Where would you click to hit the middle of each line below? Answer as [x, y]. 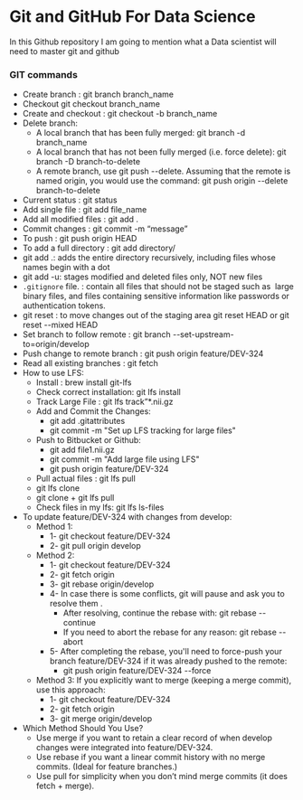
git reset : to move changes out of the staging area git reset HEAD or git [156, 315]
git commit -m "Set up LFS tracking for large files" [143, 430]
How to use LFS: [53, 373]
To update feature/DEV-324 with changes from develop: [127, 517]
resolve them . [76, 604]
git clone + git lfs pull [75, 498]
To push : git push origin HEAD [80, 239]
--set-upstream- [203, 334]
